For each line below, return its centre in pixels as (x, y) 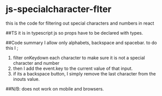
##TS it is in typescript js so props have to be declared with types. (74, 33)
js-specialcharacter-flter (59, 9)
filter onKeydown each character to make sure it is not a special (79, 58)
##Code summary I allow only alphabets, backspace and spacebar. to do (82, 42)
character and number (36, 63)
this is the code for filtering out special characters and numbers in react (80, 23)
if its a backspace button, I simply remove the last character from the (84, 73)
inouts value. (26, 79)
